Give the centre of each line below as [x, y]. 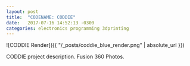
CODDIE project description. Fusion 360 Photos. [65, 56]
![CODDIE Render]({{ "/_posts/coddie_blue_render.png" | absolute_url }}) [95, 45]
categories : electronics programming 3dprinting [68, 28]
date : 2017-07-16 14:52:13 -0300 [50, 23]
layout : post [22, 12]
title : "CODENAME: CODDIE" [41, 17]
